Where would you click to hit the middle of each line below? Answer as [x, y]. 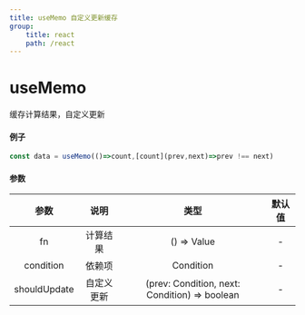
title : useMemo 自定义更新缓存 [64, 18]
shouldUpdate [44, 290]
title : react [50, 34]
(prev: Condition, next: [192, 284]
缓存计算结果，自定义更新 [57, 114]
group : [22, 26]
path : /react [50, 43]
